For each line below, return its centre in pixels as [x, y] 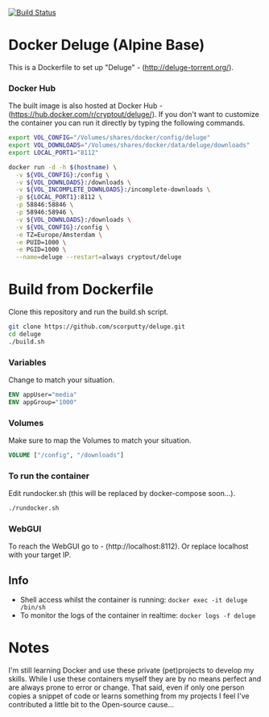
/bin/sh [33, 608]
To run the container [49, 476]
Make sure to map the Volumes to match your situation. [100, 440]
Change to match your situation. [62, 380]
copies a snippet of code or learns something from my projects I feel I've [129, 696]
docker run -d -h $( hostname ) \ [62, 167]
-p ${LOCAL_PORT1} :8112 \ [59, 198]
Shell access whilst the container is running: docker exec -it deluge [134, 600]
